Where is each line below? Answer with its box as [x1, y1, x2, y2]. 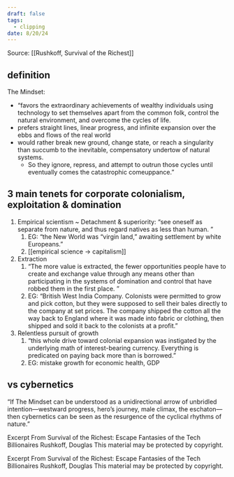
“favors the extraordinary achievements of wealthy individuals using [17, 101, 214, 110]
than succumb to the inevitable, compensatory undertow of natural [17, 146, 210, 154]
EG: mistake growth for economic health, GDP [27, 358, 161, 367]
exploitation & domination [7, 199, 122, 211]
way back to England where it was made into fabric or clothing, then [27, 314, 224, 322]
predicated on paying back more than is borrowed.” [27, 351, 177, 360]
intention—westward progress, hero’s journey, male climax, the [7, 404, 189, 413]
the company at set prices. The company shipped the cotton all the [27, 307, 221, 315]
